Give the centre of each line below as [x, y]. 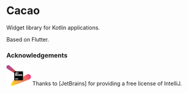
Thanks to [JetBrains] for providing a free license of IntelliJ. [107, 84]
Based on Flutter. [28, 39]
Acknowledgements [37, 55]
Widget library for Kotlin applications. [53, 28]
